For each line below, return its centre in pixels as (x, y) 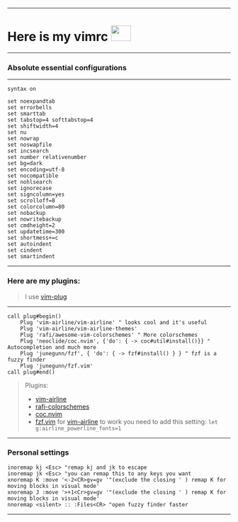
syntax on (22, 89)
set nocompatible (33, 176)
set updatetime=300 (36, 232)
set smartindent (31, 257)
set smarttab (27, 114)
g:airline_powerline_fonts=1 (78, 428)
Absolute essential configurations (67, 67)
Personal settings (38, 452)
